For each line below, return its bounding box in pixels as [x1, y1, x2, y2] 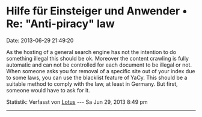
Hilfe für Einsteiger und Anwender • [6, 4, 188, 18]
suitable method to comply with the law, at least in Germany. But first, [6, 80, 179, 88]
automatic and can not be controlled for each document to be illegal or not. [6, 61, 192, 68]
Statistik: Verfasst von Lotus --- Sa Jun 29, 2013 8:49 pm [6, 98, 148, 106]
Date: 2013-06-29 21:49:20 [6, 37, 74, 44]
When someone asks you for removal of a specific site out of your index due [6, 67, 195, 74]
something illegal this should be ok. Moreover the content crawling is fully [6, 55, 189, 62]
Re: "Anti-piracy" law [6, 17, 115, 31]
